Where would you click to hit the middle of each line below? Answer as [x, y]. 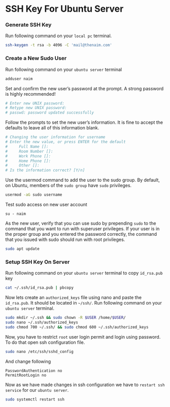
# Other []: [22, 166]
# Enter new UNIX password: [35, 103]
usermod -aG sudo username [34, 195]
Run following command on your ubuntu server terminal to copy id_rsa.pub [84, 273]
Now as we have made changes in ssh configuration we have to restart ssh [85, 385]
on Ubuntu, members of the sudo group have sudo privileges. [69, 185]
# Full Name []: [27, 146]
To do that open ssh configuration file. [45, 342]
